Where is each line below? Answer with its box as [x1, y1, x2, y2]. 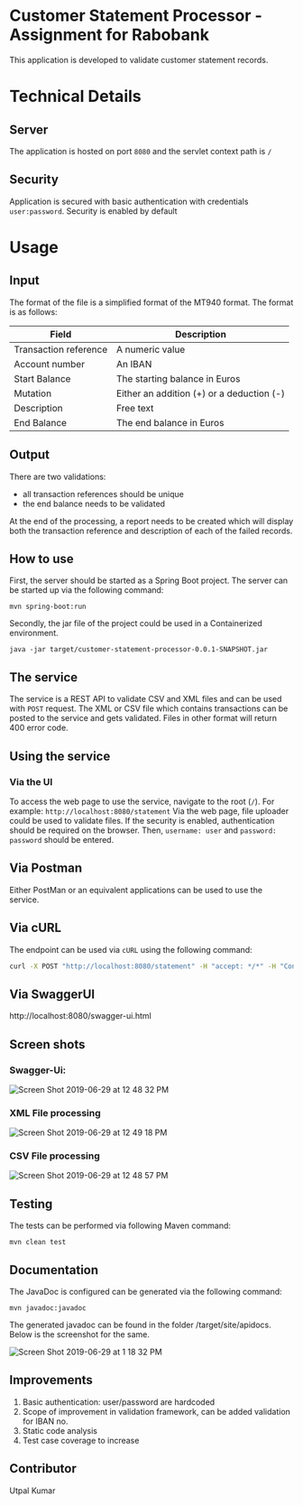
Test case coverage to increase [22, 1435, 140, 1445]
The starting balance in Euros [115, 372, 241, 384]
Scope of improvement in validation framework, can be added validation [22, 1406, 291, 1417]
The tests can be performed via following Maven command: [9, 1220, 232, 1232]
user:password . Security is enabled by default [9, 205, 178, 217]
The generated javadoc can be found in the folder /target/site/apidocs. [9, 1319, 272, 1331]
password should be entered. [9, 834, 115, 845]
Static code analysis [22, 1425, 97, 1436]
